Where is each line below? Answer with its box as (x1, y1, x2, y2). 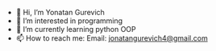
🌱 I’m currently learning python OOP (15, 25, 137, 33)
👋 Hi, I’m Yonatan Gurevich (15, 8, 105, 17)
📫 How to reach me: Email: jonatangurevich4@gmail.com (15, 33, 208, 43)
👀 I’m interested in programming (15, 16, 123, 25)
